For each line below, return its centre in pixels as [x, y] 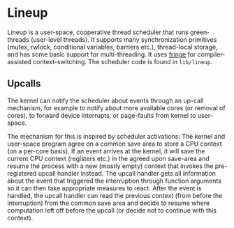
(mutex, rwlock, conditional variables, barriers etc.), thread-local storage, [112, 47]
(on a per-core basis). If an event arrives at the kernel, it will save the [106, 151]
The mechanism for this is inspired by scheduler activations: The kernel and [116, 136]
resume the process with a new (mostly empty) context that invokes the [110, 166]
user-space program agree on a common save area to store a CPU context [115, 144]
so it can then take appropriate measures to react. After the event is [104, 188]
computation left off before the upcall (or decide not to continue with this [112, 210]
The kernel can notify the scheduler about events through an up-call [105, 100]
